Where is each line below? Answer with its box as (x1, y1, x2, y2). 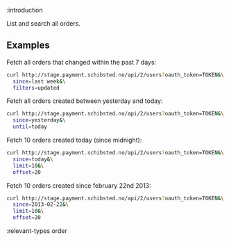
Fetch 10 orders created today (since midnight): (6, 136, 142, 145)
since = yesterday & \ (12, 117, 67, 124)
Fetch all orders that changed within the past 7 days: (6, 58, 157, 66)
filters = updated (12, 84, 60, 91)
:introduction (6, 6, 43, 14)
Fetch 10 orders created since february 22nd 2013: (6, 181, 152, 190)
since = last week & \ (12, 78, 67, 85)
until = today (12, 123, 48, 131)
